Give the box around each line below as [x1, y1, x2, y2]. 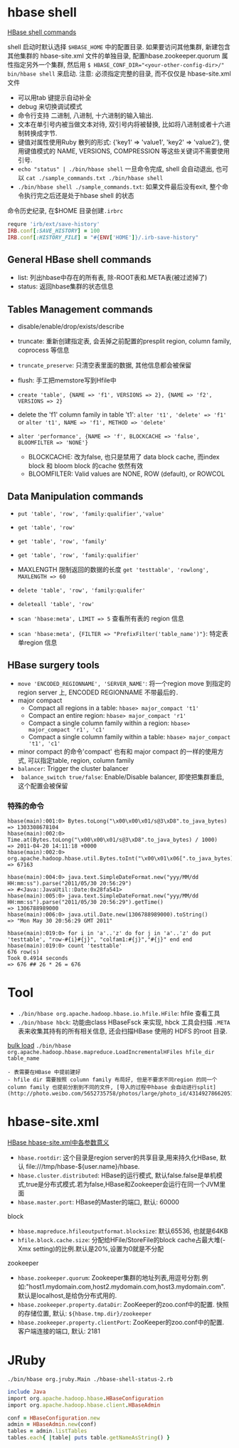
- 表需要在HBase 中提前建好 [7, 1069, 81, 1076]
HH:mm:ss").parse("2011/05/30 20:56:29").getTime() [7, 899, 164, 906]
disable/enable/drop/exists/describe [17, 322, 124, 331]
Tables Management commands [7, 303, 153, 316]
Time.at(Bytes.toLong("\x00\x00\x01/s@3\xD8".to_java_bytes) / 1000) [7, 836, 218, 844]
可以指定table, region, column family [27, 756, 134, 764]
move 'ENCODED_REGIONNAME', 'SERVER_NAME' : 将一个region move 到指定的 [17, 679, 231, 687]
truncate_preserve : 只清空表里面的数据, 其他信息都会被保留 [17, 361, 192, 370]
